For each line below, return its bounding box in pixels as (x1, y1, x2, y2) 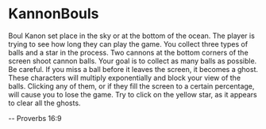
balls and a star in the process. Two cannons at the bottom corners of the (8, 47, 249, 57)
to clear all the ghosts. (8, 98, 81, 108)
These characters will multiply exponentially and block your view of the (8, 73, 241, 82)
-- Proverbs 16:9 (8, 113, 62, 123)
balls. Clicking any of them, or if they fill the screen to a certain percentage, (8, 81, 255, 91)
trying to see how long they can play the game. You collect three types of (8, 39, 249, 48)
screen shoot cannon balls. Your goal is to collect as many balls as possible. (8, 56, 257, 66)
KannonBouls (8, 5, 99, 23)
